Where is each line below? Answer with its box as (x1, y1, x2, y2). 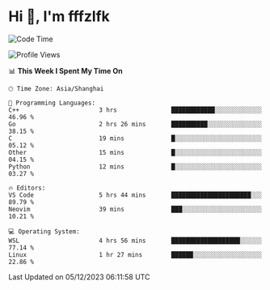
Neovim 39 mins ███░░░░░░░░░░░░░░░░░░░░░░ (8, 205, 263, 213)
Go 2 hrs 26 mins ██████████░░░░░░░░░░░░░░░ (8, 120, 263, 128)
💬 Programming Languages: (8, 99, 95, 107)
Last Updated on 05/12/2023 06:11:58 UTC (8, 271, 150, 282)
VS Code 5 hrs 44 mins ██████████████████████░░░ (8, 190, 263, 199)
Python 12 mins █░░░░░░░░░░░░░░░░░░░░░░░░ (8, 162, 263, 171)
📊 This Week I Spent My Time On (8, 66, 123, 75)
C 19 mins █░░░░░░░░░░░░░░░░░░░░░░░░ (8, 134, 263, 143)
